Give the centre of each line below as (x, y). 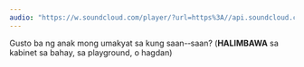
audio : (22, 17)
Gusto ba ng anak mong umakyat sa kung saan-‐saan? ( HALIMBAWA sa (144, 43)
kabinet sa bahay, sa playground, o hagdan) (91, 52)
